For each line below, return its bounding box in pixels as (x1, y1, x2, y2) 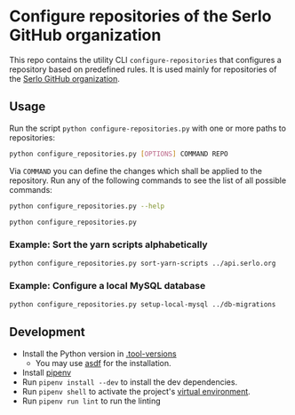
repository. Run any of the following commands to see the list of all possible (9, 175, 287, 186)
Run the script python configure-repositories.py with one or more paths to (9, 123, 287, 133)
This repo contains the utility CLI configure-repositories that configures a (9, 54, 282, 65)
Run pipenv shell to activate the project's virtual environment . (21, 386, 251, 396)
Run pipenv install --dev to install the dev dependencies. (21, 376, 238, 387)
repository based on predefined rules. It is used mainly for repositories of (9, 64, 277, 75)
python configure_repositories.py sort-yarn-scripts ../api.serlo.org (9, 259, 276, 267)
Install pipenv (21, 367, 72, 378)
